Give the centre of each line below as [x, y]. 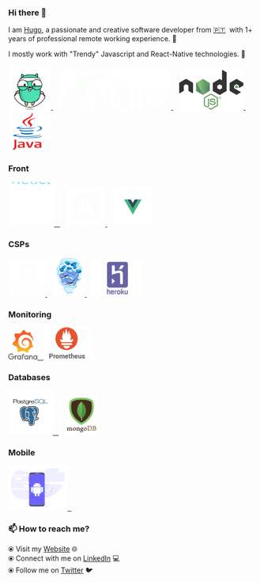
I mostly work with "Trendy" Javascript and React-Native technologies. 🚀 [127, 54]
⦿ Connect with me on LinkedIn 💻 [64, 558]
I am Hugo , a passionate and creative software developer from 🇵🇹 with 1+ [130, 30]
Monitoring [30, 314]
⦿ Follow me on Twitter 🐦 [51, 570]
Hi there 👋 [28, 13]
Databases [29, 378]
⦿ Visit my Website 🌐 [43, 549]
